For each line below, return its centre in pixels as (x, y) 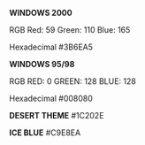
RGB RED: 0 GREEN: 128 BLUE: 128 (73, 81)
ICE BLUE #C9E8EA (45, 133)
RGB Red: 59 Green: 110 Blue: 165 (70, 30)
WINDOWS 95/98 (42, 64)
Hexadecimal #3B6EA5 (51, 47)
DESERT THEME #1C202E (57, 115)
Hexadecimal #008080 (51, 98)
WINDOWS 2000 (41, 13)
